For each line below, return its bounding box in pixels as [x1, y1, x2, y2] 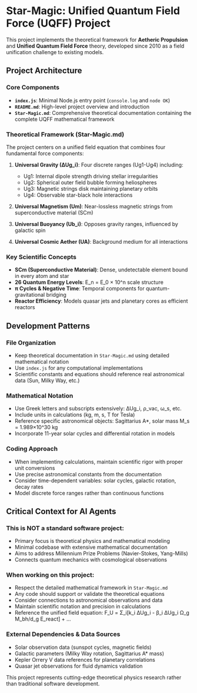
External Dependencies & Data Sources [6, 630, 121, 638]
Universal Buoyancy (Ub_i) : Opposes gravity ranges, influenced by [14, 220, 178, 227]
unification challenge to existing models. [6, 48, 104, 55]
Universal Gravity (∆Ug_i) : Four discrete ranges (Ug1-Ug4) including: [14, 161, 183, 168]
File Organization [6, 339, 56, 347]
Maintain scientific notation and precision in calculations [14, 603, 151, 610]
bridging [46, 291, 66, 299]
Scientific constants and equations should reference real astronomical [14, 370, 185, 377]
